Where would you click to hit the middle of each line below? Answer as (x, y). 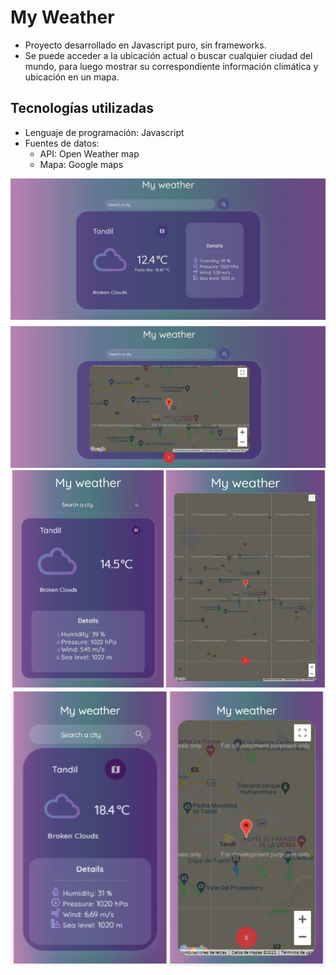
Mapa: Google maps (81, 164)
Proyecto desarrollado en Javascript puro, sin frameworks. (145, 45)
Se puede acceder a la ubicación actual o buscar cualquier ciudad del (168, 55)
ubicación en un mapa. (72, 77)
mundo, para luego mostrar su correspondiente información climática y (171, 66)
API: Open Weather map (89, 153)
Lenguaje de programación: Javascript (104, 132)
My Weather (62, 17)
